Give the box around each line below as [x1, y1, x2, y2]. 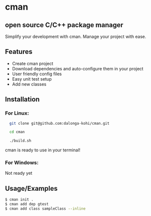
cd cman [9, 130, 25, 134]
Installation [5, 95, 40, 103]
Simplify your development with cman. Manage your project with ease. [5, 33, 147, 39]
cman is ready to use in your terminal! [5, 147, 81, 153]
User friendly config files [12, 71, 62, 77]
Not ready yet [5, 170, 33, 176]
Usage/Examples [5, 184, 58, 193]
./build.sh [9, 138, 32, 143]
